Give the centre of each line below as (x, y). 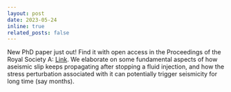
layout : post (26, 13)
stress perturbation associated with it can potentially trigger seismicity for (112, 74)
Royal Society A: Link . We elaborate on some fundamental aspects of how (112, 60)
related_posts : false (38, 33)
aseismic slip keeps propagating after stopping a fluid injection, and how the (116, 67)
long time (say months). (41, 81)
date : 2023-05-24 (32, 20)
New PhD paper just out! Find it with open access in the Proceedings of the (114, 52)
